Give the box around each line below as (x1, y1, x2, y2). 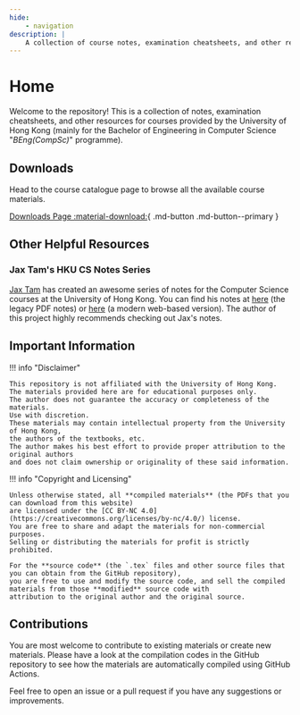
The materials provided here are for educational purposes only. (9, 387, 257, 396)
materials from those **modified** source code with (9, 585, 210, 593)
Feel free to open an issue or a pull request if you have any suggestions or (9, 686, 282, 697)
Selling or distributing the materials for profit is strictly (9, 537, 250, 546)
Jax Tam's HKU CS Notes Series (9, 264, 151, 276)
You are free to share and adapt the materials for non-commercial (9, 522, 266, 531)
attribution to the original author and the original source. (9, 592, 246, 601)
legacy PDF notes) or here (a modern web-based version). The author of (9, 303, 277, 314)
